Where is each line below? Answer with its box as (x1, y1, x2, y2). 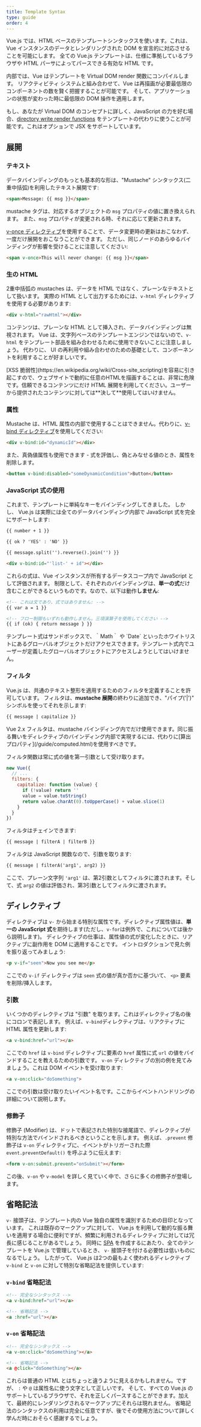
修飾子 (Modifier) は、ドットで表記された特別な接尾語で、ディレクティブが (6, 1127, 191, 1134)
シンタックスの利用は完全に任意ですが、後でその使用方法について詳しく (16, 1407, 195, 1414)
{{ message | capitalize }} (6, 713, 77, 720)
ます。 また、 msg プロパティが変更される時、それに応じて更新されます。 (6, 215, 184, 222)
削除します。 (6, 459, 38, 466)
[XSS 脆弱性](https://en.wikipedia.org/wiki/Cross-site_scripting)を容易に (6, 366, 185, 373)
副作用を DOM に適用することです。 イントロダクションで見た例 (32, 940, 191, 948)
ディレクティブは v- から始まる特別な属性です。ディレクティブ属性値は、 (6, 917, 187, 925)
